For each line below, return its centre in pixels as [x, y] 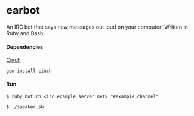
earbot [23, 10]
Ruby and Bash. [25, 33]
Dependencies [25, 47]
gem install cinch [29, 71]
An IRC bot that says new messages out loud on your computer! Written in [97, 27]
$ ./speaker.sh [25, 107]
